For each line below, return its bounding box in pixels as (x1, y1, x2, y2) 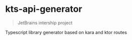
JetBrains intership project (17, 20, 73, 26)
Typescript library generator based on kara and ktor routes (5, 29, 127, 35)
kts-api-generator (5, 3, 82, 15)
